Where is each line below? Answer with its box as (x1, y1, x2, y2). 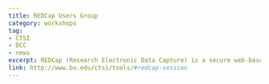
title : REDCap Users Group (8, 11, 98, 20)
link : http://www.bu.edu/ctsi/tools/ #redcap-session (8, 64, 188, 72)
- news (8, 49, 30, 57)
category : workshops (8, 19, 78, 27)
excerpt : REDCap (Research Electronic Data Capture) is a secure (8, 57, 231, 65)
